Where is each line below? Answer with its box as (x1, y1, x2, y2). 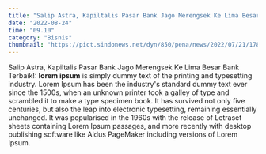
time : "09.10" (8, 26, 55, 34)
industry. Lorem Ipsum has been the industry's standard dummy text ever (8, 80, 248, 89)
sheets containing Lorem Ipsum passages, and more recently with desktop (8, 122, 252, 131)
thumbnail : (8, 41, 44, 49)
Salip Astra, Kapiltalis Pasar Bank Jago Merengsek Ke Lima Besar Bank (8, 62, 240, 72)
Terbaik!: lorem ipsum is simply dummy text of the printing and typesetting (8, 71, 253, 81)
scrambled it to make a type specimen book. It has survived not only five (8, 96, 245, 106)
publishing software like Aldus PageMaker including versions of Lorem (8, 130, 238, 139)
